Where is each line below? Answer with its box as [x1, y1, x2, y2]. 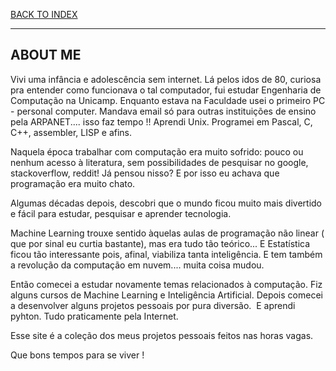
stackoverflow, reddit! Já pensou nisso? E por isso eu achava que [10, 167, 280, 179]
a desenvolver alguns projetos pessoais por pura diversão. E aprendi [10, 299, 296, 311]
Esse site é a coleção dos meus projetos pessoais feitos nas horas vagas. [10, 329, 314, 341]
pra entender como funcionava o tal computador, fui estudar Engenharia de [10, 84, 322, 96]
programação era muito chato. [10, 177, 136, 189]
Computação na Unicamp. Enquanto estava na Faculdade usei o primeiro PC [10, 94, 326, 106]
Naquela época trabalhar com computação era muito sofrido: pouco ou [10, 145, 304, 158]
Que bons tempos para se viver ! [10, 349, 145, 361]
